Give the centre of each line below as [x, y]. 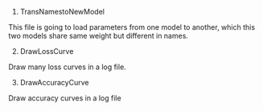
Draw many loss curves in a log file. [67, 67]
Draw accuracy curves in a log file [65, 98]
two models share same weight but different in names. [99, 36]
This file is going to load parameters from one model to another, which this [132, 27]
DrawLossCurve [47, 51]
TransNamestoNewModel [62, 12]
